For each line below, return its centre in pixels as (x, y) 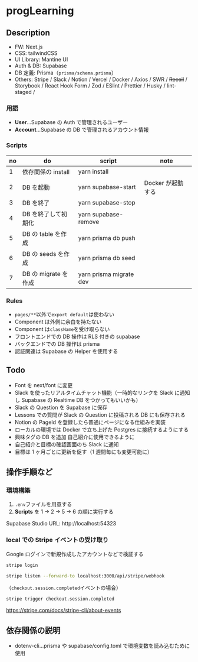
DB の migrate (41, 274)
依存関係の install (46, 171)
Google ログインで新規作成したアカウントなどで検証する (75, 554)
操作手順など (29, 472)
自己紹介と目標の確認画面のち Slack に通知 (67, 444)
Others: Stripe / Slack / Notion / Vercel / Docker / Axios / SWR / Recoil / (101, 79)
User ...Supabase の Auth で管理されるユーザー (71, 122)
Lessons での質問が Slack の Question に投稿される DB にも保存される (100, 414)
